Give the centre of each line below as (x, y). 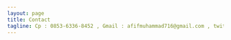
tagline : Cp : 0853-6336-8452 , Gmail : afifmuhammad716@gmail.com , (109, 26)
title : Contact (29, 20)
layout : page (26, 13)
